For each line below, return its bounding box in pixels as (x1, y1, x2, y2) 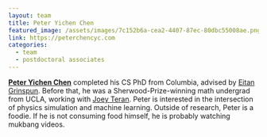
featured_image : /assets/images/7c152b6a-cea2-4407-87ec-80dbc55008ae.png (8, 26, 261, 34)
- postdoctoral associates (15, 56, 105, 64)
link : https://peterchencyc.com (8, 33, 115, 42)
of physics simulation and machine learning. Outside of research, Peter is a (8, 102, 254, 112)
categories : (8, 41, 48, 49)
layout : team (8, 11, 52, 20)
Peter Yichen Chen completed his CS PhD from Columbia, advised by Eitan (8, 77, 255, 87)
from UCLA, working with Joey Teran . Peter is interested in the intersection (8, 94, 253, 104)
